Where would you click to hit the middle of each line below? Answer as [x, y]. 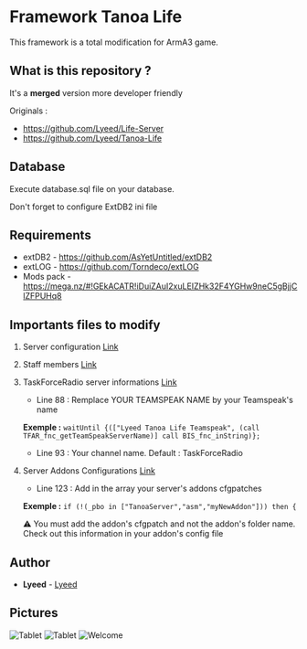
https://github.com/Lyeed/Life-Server [93, 128]
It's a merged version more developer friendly [96, 92]
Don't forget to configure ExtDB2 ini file [84, 207]
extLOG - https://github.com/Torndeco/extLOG [111, 267]
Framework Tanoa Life [96, 17]
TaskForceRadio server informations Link [100, 382]
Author [30, 563]
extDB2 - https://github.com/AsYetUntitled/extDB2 [117, 257]
